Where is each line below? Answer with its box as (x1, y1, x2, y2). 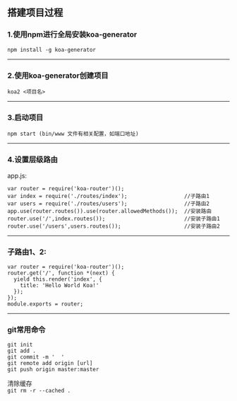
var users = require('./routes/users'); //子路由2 (7, 200, 210, 207)
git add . (7, 347, 37, 355)
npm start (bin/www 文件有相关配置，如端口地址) (7, 130, 139, 138)
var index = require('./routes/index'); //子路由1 (7, 192, 210, 199)
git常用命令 (7, 325, 46, 335)
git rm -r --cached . (7, 388, 71, 395)
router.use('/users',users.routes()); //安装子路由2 (7, 222, 220, 230)
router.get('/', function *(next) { (7, 269, 115, 277)
